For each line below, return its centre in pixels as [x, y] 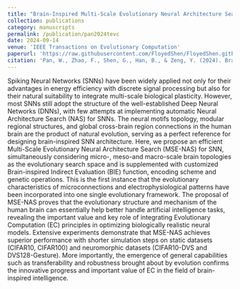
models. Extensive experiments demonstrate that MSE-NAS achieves [109, 232]
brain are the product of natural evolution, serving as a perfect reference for [119, 133]
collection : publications [46, 21]
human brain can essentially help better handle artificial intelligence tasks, [116, 209]
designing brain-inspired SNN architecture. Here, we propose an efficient [115, 141]
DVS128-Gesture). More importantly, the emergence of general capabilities [117, 255]
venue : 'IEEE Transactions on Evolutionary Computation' [94, 47]
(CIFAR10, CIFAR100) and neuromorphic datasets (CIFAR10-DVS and [107, 248]
